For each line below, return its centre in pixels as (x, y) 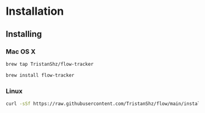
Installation (35, 11)
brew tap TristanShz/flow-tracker (50, 64)
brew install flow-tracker (40, 75)
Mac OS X (21, 52)
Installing (24, 34)
